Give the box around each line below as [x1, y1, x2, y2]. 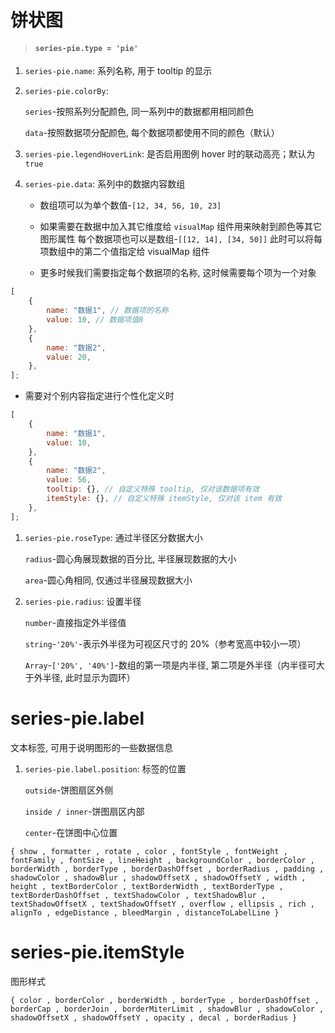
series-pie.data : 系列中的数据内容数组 [24, 178, 186, 190]
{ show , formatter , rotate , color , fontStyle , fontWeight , [10, 846, 288, 856]
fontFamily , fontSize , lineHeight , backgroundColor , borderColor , [10, 855, 315, 865]
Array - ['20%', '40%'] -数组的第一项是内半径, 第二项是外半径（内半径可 [24, 659, 317, 671]
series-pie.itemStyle [10, 941, 185, 963]
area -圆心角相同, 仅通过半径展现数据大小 [24, 574, 193, 586]
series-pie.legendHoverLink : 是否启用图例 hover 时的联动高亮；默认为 [24, 148, 316, 160]
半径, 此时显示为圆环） [42, 671, 136, 683]
